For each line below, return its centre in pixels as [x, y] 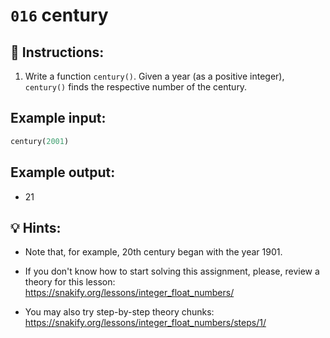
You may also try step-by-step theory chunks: [119, 312]
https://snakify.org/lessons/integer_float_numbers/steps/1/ [145, 323]
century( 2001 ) [40, 141]
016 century [59, 15]
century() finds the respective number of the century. [136, 87]
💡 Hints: [36, 227]
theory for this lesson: [70, 282]
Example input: [58, 118]
